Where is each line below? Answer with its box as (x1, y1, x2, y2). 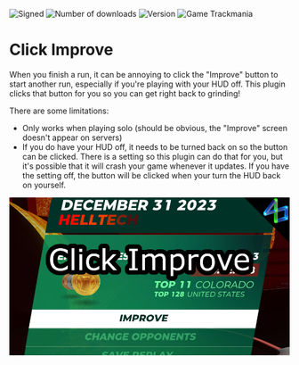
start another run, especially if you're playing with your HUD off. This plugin (9, 79, 287, 89)
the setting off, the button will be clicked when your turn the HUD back (21, 170, 281, 180)
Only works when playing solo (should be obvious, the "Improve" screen (21, 122, 287, 133)
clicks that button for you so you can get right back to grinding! (9, 87, 241, 98)
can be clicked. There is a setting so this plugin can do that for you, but (21, 151, 283, 162)
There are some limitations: (9, 105, 109, 116)
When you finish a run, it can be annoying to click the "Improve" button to (9, 69, 279, 79)
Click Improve (9, 40, 114, 60)
